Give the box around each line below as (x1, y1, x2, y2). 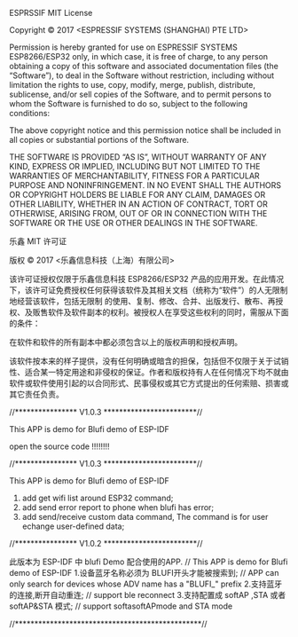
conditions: (9, 108, 51, 118)
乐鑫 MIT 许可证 (9, 236, 67, 247)
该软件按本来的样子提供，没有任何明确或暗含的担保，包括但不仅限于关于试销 (9, 356, 289, 366)
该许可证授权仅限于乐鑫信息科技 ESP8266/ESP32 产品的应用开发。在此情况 (9, 274, 285, 284)
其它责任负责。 (9, 389, 64, 399)
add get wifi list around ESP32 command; (21, 492, 174, 503)
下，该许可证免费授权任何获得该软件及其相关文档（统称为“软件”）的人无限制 (9, 285, 288, 295)
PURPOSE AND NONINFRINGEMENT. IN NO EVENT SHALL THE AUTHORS (9, 180, 282, 190)
